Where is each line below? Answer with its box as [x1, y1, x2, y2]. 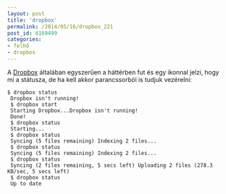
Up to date [10, 180, 42, 187]
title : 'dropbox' [7, 17, 58, 24]
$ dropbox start [10, 101, 58, 108]
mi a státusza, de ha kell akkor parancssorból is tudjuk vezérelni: [7, 75, 193, 83]
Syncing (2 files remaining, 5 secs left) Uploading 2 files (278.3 [10, 161, 213, 169]
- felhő [7, 42, 30, 49]
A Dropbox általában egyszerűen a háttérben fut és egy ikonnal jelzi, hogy [7, 67, 220, 76]
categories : [7, 36, 42, 43]
